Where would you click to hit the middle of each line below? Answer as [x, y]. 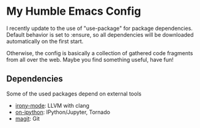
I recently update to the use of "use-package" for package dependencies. [99, 28]
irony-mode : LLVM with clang [52, 105]
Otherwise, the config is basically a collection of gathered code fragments [100, 53]
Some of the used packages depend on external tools [74, 94]
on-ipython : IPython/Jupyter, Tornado [63, 112]
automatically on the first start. [45, 41]
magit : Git [27, 118]
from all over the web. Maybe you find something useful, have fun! [90, 59]
